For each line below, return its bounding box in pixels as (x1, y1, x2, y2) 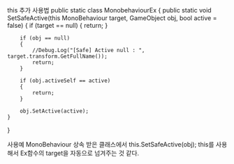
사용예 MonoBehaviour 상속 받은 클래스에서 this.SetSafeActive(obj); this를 (7, 140, 214, 148)
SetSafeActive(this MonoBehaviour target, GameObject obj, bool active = (7, 14, 217, 22)
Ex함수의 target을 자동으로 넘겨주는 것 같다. (20, 149, 140, 157)
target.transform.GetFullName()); (7, 53, 108, 60)
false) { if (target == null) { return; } (7, 22, 108, 29)
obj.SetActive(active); (20, 108, 89, 115)
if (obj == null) (20, 35, 71, 42)
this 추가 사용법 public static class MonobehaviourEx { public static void (7, 6, 212, 14)
